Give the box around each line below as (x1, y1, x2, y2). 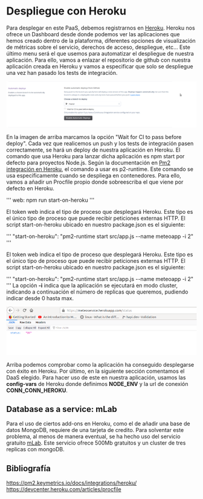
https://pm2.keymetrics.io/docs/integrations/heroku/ (6, 479, 137, 487)
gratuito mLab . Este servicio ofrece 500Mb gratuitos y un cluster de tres (6, 439, 186, 446)
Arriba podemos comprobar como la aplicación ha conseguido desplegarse (6, 361, 195, 368)
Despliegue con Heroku (6, 4, 127, 18)
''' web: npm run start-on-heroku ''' (6, 196, 95, 204)
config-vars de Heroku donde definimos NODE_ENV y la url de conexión (6, 380, 188, 387)
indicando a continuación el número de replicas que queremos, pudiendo (6, 288, 188, 295)
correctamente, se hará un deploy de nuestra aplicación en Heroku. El (6, 146, 181, 153)
